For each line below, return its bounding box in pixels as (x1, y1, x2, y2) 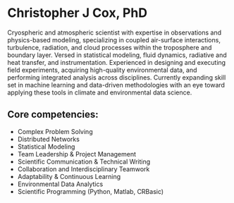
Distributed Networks (17, 135, 80, 143)
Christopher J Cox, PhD (7, 5, 148, 21)
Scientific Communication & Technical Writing (17, 157, 151, 166)
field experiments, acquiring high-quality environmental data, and (7, 66, 197, 74)
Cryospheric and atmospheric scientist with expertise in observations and (7, 28, 222, 37)
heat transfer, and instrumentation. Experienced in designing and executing (7, 58, 226, 66)
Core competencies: (7, 109, 99, 121)
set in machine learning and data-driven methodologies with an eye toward (7, 80, 226, 89)
